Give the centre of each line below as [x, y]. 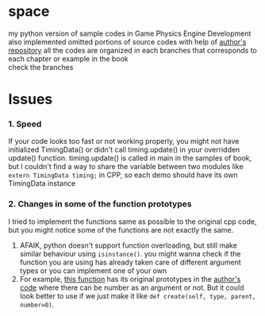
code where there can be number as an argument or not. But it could [132, 287]
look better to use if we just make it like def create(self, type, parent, [138, 295]
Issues [31, 100]
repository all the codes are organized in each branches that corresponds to [133, 50]
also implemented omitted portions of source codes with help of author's [127, 41]
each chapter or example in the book [68, 59]
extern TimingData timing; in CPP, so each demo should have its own [123, 175]
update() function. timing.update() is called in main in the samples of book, [130, 158]
